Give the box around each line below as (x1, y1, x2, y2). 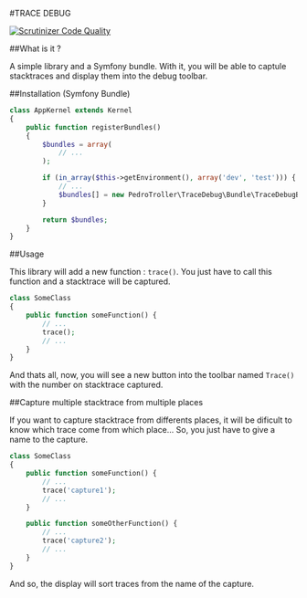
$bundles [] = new (58, 190, 125, 199)
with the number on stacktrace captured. (9, 379, 164, 391)
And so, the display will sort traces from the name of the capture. (9, 578, 254, 589)
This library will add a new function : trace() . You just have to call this (9, 267, 272, 278)
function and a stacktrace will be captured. (9, 276, 171, 287)
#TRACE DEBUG (9, 8, 71, 18)
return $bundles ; (42, 215, 108, 225)
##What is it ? (9, 43, 61, 54)
